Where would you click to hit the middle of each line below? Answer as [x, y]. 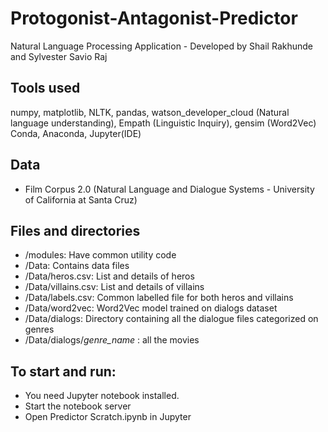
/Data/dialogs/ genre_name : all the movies [112, 340]
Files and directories [75, 230]
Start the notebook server [78, 406]
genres [39, 329]
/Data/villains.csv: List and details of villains [114, 287]
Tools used [45, 88]
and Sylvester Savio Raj [59, 56]
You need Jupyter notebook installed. [102, 396]
